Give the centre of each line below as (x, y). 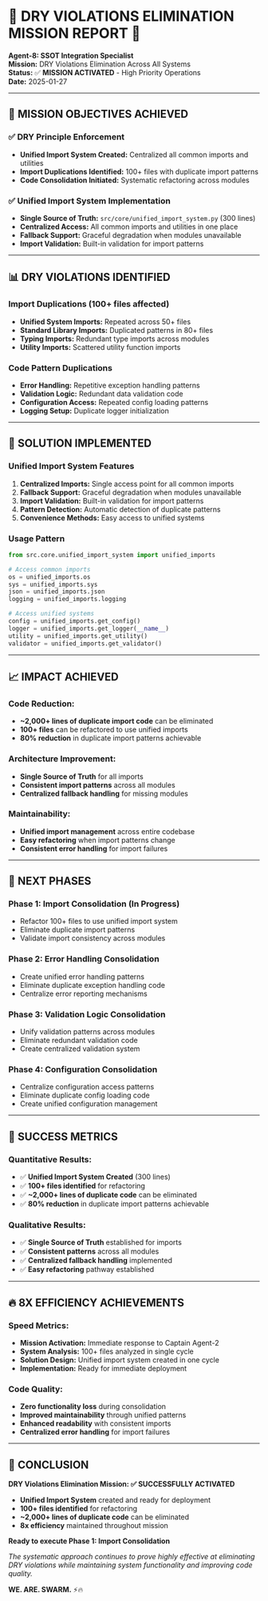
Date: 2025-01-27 (38, 81)
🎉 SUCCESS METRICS (63, 1136)
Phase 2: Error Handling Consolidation (84, 959)
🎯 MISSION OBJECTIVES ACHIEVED (99, 114)
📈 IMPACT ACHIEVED (63, 677)
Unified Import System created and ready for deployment (115, 1500)
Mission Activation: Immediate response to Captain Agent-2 (119, 1343)
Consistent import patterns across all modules (97, 784)
